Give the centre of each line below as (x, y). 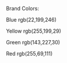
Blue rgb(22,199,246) (31, 20)
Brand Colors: (23, 8)
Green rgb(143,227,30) (33, 42)
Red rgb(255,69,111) (29, 54)
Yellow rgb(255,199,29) (33, 31)
